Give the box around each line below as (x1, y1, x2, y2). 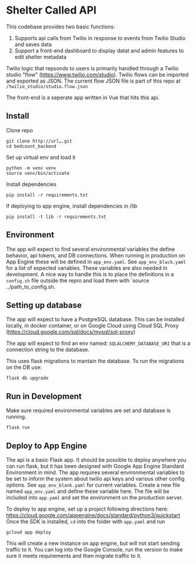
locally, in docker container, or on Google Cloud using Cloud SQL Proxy (6, 322, 179, 329)
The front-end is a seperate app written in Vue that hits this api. (6, 94, 160, 101)
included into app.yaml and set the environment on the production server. (6, 494, 184, 501)
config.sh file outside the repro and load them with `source (6, 277, 150, 284)
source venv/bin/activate (6, 170, 69, 176)
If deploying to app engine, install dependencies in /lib (6, 202, 138, 210)
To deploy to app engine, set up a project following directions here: (6, 505, 169, 512)
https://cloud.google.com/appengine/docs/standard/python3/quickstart (6, 512, 181, 518)
